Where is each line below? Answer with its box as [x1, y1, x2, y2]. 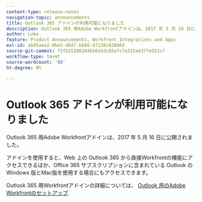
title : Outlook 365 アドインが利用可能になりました [6, 20, 125, 26]
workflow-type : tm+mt [6, 54, 61, 60]
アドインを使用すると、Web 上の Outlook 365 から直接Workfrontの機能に [6, 154, 188, 161]
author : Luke [6, 31, 39, 37]
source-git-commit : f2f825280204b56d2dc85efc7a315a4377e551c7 [6, 48, 165, 54]
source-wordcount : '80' [6, 59, 66, 65]
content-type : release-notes [6, 8, 79, 15]
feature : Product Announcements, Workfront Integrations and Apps [6, 37, 176, 43]
